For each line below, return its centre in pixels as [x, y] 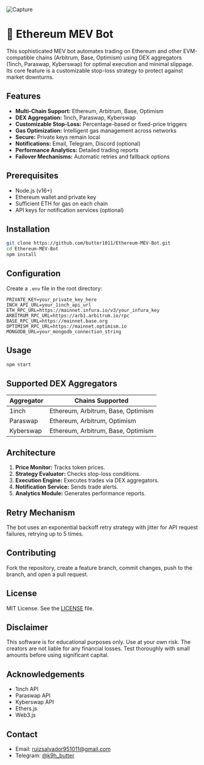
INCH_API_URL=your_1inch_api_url [49, 305]
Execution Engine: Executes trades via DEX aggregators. [87, 481]
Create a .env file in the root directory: [54, 288]
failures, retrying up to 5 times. [45, 534]
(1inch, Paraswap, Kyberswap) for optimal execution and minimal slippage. [100, 64]
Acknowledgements [46, 674]
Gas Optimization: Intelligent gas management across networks [96, 130]
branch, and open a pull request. [47, 574]
